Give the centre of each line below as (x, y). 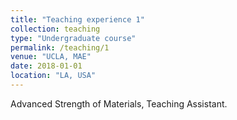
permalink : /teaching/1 (60, 47)
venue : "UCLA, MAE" (51, 57)
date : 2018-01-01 (46, 66)
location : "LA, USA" (53, 76)
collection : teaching (55, 29)
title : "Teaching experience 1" (77, 19)
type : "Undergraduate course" (73, 38)
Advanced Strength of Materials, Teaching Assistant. (119, 103)
